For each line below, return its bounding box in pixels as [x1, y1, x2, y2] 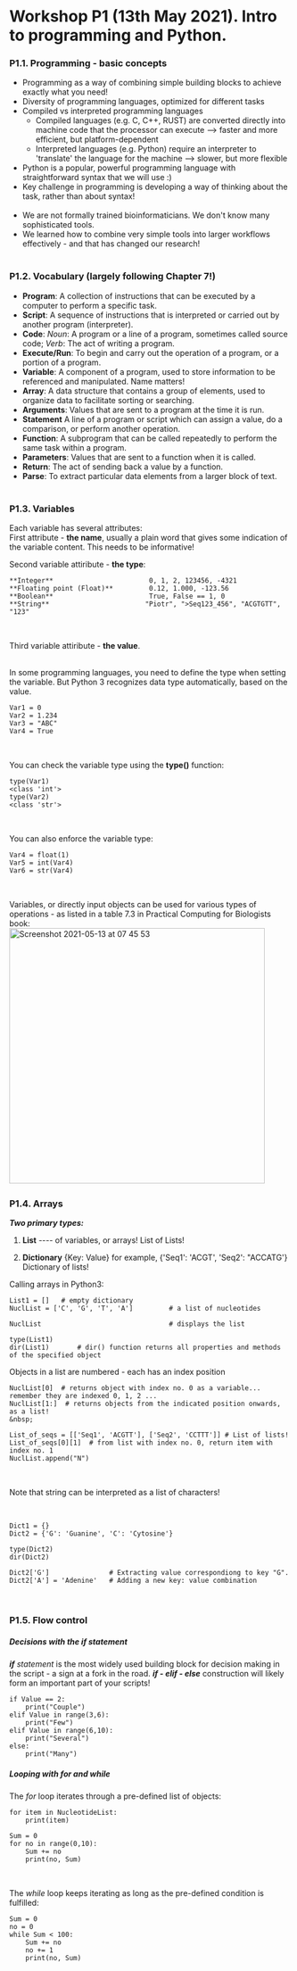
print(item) [25, 1816, 70, 1826]
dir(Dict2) [9, 1553, 50, 1562]
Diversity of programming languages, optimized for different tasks [21, 96, 265, 107]
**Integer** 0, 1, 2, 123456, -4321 [9, 576, 238, 585]
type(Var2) [9, 792, 50, 802]
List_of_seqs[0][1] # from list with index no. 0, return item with [9, 1438, 274, 1447]
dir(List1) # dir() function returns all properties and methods [9, 1343, 281, 1353]
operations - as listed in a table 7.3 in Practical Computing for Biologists [9, 908, 272, 920]
